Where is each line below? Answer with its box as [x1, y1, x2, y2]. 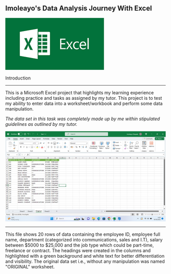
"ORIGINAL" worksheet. [5, 263, 55, 269]
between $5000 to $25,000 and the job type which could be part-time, [5, 242, 154, 248]
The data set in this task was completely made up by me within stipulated [5, 116, 160, 122]
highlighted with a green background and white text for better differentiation [5, 253, 164, 259]
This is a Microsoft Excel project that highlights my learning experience [5, 89, 154, 96]
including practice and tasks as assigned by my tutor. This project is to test [5, 95, 162, 101]
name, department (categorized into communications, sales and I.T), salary [5, 236, 163, 242]
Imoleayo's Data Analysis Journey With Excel [5, 4, 152, 13]
